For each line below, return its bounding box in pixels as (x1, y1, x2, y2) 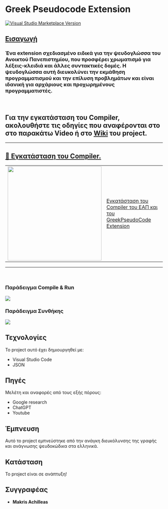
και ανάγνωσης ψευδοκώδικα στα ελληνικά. (5, 443, 98, 449)
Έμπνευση (5, 424, 39, 433)
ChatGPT (12, 405, 31, 411)
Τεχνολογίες (5, 333, 47, 342)
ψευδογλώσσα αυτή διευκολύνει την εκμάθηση (5, 69, 125, 76)
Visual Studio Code (12, 356, 52, 362)
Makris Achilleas (12, 498, 48, 505)
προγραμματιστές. (5, 87, 53, 94)
